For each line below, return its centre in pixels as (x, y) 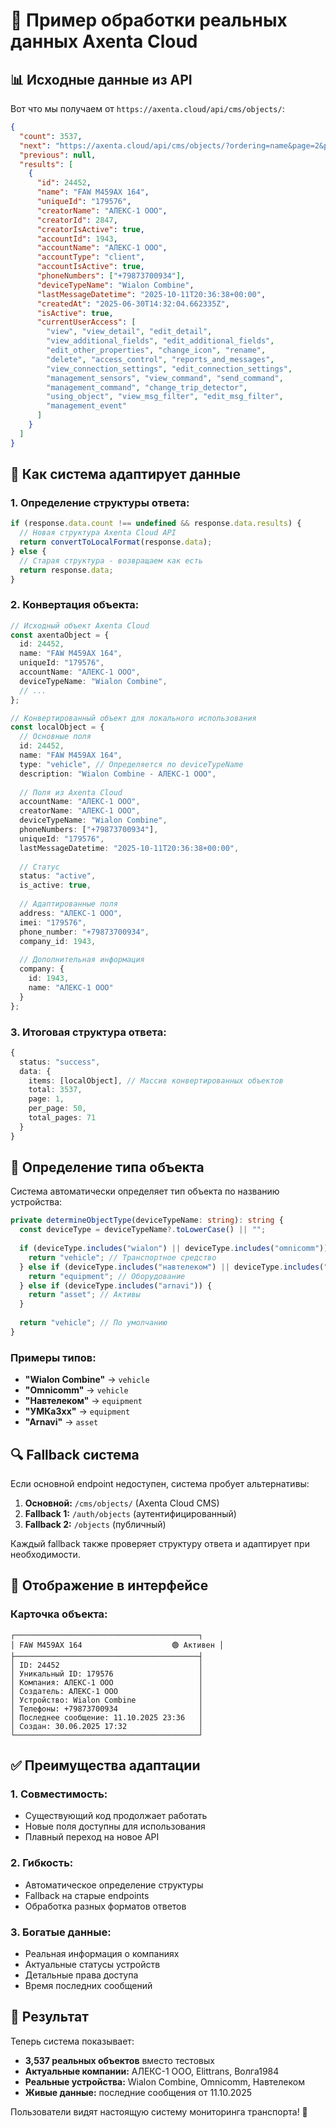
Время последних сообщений (88, 1985)
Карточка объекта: (59, 1614)
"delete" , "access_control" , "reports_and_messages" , (160, 359)
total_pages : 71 (62, 1118)
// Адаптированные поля (68, 904)
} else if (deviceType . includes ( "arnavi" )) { (116, 1285)
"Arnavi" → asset (61, 1422)
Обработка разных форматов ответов (105, 1906)
